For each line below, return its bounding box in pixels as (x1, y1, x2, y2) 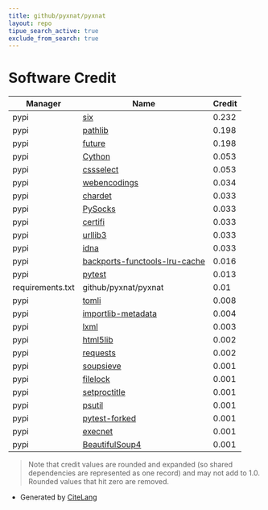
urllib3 (82, 230, 107, 241)
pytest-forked (82, 413, 137, 424)
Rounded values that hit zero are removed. (27, 477, 170, 487)
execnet (82, 426, 113, 437)
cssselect (82, 164, 119, 176)
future (82, 138, 106, 149)
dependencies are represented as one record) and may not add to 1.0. (27, 468, 260, 478)
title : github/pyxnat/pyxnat (8, 11, 106, 20)
